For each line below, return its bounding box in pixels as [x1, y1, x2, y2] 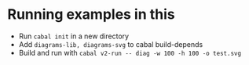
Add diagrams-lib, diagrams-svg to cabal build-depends [18, 39, 203, 49]
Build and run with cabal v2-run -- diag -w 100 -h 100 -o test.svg [18, 48, 241, 57]
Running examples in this [7, 5, 176, 23]
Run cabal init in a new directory [18, 31, 130, 41]
